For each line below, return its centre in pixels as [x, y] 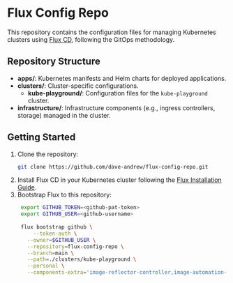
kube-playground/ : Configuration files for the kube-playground [118, 93]
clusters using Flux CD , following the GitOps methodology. [91, 39]
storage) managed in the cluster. [64, 115]
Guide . [27, 188]
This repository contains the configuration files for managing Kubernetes [112, 32]
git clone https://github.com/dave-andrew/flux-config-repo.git [113, 167]
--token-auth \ [55, 234]
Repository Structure [54, 62]
